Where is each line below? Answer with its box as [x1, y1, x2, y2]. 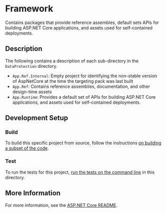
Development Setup [5, 114, 68, 122]
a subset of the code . [5, 145, 49, 151]
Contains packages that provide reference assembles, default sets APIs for [5, 19, 160, 25]
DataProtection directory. [5, 63, 57, 69]
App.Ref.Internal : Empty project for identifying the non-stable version [12, 73, 158, 79]
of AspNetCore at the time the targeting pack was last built [12, 78, 134, 84]
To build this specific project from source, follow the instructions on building [5, 140, 162, 146]
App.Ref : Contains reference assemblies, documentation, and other [12, 83, 151, 89]
